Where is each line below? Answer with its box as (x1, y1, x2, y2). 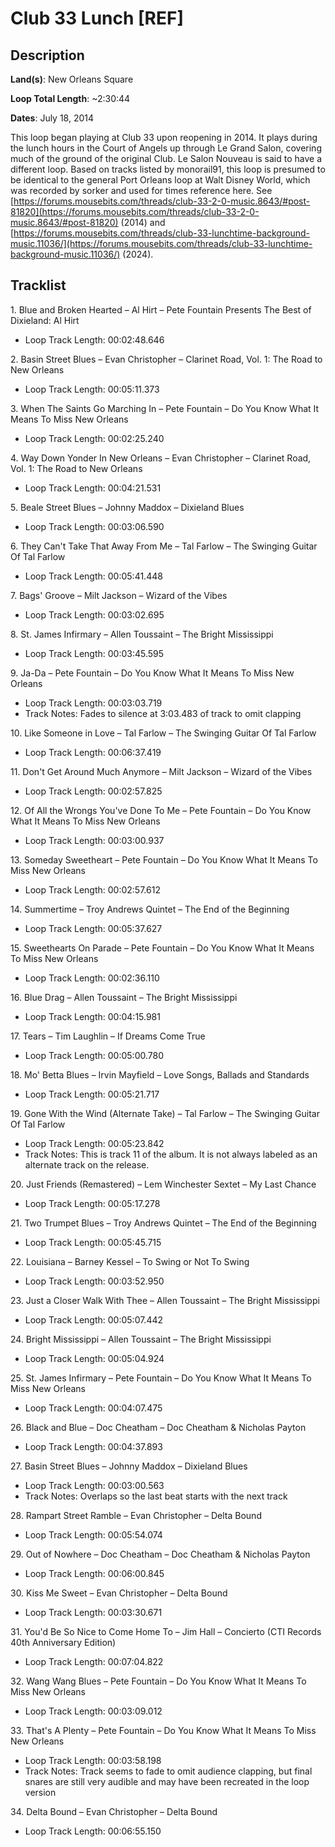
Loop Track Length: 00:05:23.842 (24, 1137, 165, 1149)
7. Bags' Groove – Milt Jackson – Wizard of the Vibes (10, 589, 228, 601)
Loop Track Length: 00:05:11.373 (24, 383, 160, 395)
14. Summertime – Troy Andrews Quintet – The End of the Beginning (10, 903, 290, 915)
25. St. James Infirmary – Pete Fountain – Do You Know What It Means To (10, 1372, 312, 1384)
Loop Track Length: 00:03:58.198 (24, 1754, 162, 1766)
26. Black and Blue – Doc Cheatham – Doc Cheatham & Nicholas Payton (10, 1421, 307, 1433)
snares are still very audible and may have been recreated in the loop (24, 1775, 310, 1787)
